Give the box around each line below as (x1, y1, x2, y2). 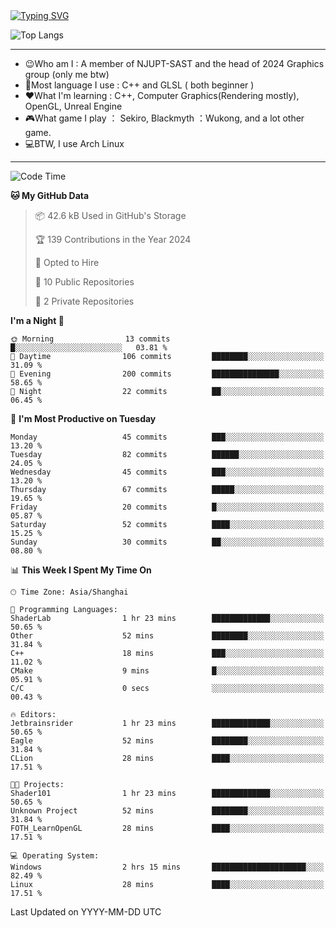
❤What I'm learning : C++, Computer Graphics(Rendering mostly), (24, 90, 300, 101)
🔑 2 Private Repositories (34, 295, 135, 307)
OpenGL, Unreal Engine (24, 100, 123, 112)
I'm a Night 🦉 (10, 315, 65, 326)
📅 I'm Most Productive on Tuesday (10, 413, 157, 424)
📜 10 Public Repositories (34, 276, 135, 288)
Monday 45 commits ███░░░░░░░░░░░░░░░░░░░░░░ (10, 432, 325, 442)
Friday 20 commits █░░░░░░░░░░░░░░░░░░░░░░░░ (10, 502, 325, 512)
